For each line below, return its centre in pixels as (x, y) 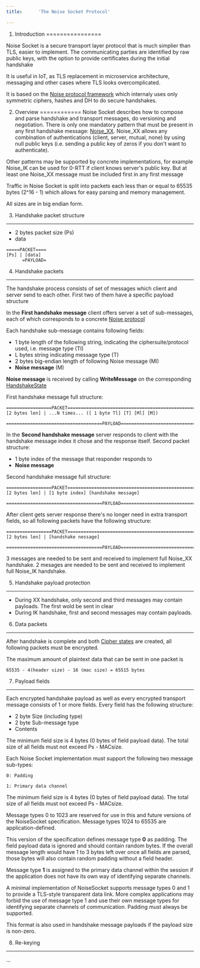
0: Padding (20, 776)
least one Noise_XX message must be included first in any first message (95, 174)
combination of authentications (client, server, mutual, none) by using (100, 137)
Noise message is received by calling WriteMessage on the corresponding (99, 379)
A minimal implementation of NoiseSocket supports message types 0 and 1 (98, 887)
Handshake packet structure (50, 215)
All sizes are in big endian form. (45, 204)
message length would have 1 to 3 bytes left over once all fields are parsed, (99, 852)
